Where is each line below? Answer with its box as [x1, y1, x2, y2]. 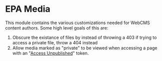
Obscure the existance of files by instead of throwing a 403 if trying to [12, 34, 157, 40]
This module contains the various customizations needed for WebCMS [5, 20, 151, 26]
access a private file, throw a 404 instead [12, 39, 98, 45]
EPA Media [5, 3, 51, 15]
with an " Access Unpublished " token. [12, 50, 89, 56]
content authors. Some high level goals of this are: [5, 25, 109, 30]
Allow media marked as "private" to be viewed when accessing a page [12, 45, 158, 51]
